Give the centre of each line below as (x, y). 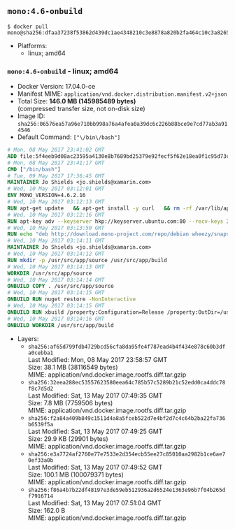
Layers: (28, 338)
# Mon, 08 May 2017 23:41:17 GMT (56, 163)
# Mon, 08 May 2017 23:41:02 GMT (56, 150)
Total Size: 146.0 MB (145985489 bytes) (77, 101)
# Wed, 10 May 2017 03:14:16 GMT (56, 319)
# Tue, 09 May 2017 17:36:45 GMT (56, 176)
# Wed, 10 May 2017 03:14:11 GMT (56, 241)
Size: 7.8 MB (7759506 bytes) (70, 403)
